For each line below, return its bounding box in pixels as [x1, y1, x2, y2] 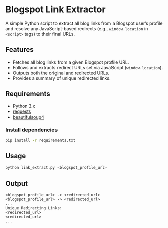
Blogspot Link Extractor [5, 4, 106, 15]
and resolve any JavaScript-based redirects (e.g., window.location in [5, 25, 148, 31]
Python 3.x [12, 103, 35, 109]
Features [5, 45, 34, 54]
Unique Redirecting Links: [5, 206, 62, 211]
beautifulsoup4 [12, 113, 44, 120]
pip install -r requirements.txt [5, 138, 76, 143]
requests [12, 108, 31, 115]
